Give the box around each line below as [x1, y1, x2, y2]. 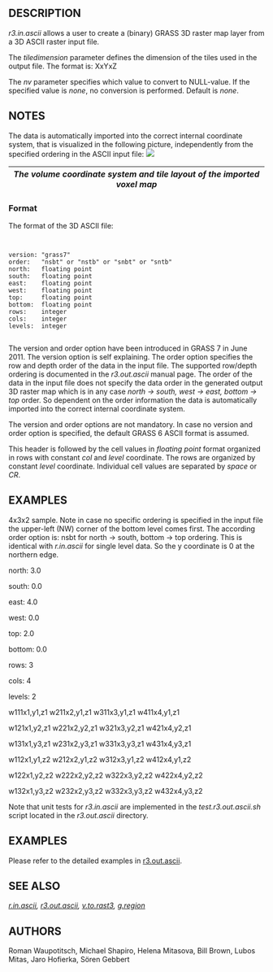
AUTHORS [8, 924, 63, 938]
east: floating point [8, 279, 93, 287]
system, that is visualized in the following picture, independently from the [8, 139, 253, 149]
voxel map [115, 178, 158, 190]
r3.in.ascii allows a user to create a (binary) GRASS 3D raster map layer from [8, 28, 265, 37]
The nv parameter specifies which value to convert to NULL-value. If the [8, 76, 250, 86]
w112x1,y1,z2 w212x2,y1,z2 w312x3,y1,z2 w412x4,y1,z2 [8, 754, 192, 764]
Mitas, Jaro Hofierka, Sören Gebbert [8, 955, 130, 965]
